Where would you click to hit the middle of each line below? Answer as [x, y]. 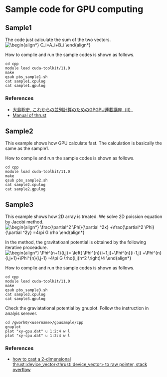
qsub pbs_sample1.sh [27, 77]
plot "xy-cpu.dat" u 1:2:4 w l [38, 335]
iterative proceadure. [27, 247]
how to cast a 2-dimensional [42, 359]
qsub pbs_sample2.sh [27, 180]
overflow [21, 370]
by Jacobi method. [24, 221]
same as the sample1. [27, 148]
